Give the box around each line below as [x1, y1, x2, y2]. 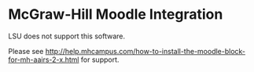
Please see [8, 46, 44, 56]
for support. [80, 55, 120, 64]
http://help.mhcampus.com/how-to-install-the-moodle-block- [45, 46, 246, 56]
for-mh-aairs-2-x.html [8, 55, 79, 64]
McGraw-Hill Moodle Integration [8, 5, 223, 23]
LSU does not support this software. [8, 31, 126, 41]
